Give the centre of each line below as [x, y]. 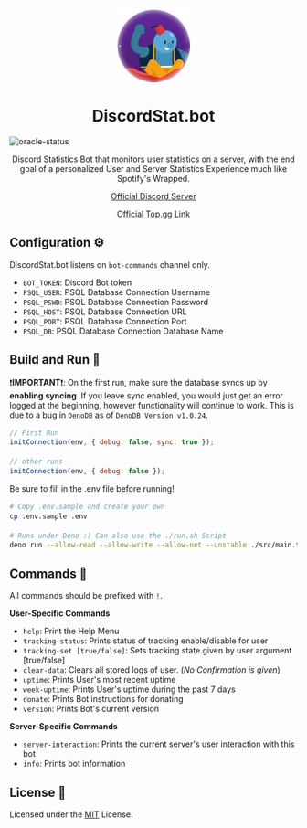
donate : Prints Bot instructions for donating [103, 699]
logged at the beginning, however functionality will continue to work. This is [152, 405]
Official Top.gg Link [153, 214]
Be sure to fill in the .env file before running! [92, 488]
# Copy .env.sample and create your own [88, 506]
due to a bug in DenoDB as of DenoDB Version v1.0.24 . [109, 415]
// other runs [37, 462]
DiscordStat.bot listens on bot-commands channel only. [110, 264]
